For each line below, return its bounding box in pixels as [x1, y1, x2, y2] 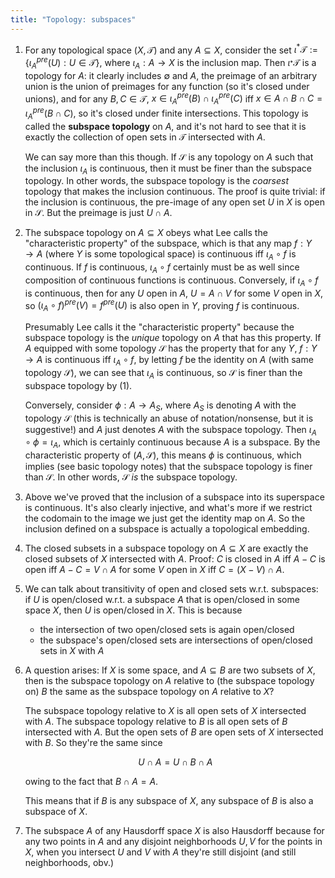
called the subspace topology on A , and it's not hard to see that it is [24, 120, 307, 132]
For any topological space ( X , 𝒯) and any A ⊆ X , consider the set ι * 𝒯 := [24, 42, 319, 56]
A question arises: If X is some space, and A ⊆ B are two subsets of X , [24, 664, 316, 676]
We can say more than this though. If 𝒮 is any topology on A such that [24, 151, 314, 163]
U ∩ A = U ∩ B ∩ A [138, 756, 213, 768]
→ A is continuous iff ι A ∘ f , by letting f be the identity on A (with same [24, 354, 314, 368]
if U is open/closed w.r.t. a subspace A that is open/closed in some [24, 594, 300, 606]
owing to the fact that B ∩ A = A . [24, 776, 159, 788]
